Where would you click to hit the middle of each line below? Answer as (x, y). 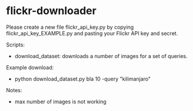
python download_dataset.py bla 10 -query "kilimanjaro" (83, 79)
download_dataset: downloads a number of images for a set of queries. (101, 56)
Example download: (30, 67)
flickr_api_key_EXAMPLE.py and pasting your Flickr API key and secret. (92, 33)
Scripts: (16, 45)
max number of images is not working (61, 102)
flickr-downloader (51, 11)
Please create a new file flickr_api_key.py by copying (70, 27)
